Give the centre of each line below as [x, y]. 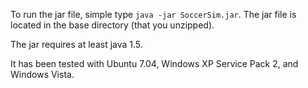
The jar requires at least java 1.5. [76, 44]
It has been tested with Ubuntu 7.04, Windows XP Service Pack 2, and [154, 63]
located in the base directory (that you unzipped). [112, 25]
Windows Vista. [42, 74]
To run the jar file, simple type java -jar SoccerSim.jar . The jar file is [153, 14]
